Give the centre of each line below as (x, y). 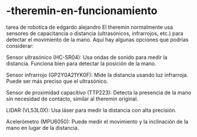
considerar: (20, 46)
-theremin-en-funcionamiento (82, 11)
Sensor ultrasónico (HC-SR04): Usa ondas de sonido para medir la (87, 57)
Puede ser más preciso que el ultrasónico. (57, 81)
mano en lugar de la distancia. (43, 128)
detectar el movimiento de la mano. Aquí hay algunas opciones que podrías (97, 39)
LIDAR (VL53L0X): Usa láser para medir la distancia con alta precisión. (91, 110)
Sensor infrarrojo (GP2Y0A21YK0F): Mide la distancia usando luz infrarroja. (97, 75)
